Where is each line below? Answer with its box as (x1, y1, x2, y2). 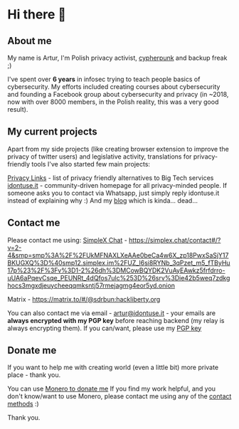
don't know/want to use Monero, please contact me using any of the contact (7, 392, 232, 401)
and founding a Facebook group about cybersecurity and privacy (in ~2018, (7, 90, 229, 98)
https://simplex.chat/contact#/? (129, 235, 221, 244)
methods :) (7, 400, 39, 408)
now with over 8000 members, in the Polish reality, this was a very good (7, 97, 219, 106)
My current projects (7, 126, 97, 138)
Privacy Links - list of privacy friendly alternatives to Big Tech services (7, 174, 214, 182)
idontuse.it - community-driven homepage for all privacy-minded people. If (7, 181, 228, 189)
